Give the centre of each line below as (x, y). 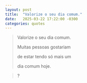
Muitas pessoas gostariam (44, 47)
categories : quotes (25, 23)
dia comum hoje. (34, 66)
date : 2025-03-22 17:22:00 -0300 (42, 19)
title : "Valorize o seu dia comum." (44, 14)
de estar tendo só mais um (44, 57)
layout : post (18, 10)
